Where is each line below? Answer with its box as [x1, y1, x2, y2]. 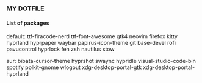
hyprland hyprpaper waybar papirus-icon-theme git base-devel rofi [6, 39, 176, 47]
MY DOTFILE [6, 4, 45, 13]
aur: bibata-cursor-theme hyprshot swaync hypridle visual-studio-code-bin [6, 58, 197, 65]
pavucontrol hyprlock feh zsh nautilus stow [6, 45, 115, 53]
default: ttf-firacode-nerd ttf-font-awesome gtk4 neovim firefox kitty [6, 33, 178, 40]
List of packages [6, 19, 50, 27]
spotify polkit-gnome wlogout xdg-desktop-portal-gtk [6, 64, 142, 71]
